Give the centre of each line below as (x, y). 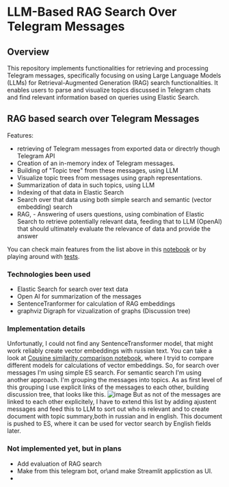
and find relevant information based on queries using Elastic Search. (103, 97)
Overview (28, 52)
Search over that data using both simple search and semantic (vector (114, 199)
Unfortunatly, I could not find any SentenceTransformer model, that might (110, 344)
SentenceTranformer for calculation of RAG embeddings (96, 304)
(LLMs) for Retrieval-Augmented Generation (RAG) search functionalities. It (113, 83)
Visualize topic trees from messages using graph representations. (110, 177)
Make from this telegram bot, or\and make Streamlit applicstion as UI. (115, 471)
